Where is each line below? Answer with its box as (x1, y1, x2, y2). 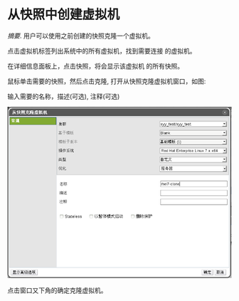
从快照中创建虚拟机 (7, 6, 120, 23)
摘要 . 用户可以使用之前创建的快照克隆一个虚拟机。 (7, 31, 154, 40)
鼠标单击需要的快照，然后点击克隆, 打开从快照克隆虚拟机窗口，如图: (7, 76, 206, 86)
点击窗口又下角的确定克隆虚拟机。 (7, 286, 107, 295)
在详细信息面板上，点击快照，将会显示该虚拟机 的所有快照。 (7, 61, 184, 70)
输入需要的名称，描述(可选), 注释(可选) (7, 92, 120, 101)
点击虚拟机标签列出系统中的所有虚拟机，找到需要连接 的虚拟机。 (7, 46, 196, 55)
